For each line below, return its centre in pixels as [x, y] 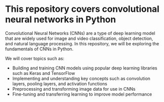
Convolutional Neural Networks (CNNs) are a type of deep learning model [80, 33]
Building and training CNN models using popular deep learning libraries [85, 68]
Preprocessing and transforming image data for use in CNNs [74, 89]
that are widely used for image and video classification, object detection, [79, 38]
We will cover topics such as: [35, 58]
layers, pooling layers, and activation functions [60, 84]
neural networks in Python [61, 19]
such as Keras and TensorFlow [43, 73]
